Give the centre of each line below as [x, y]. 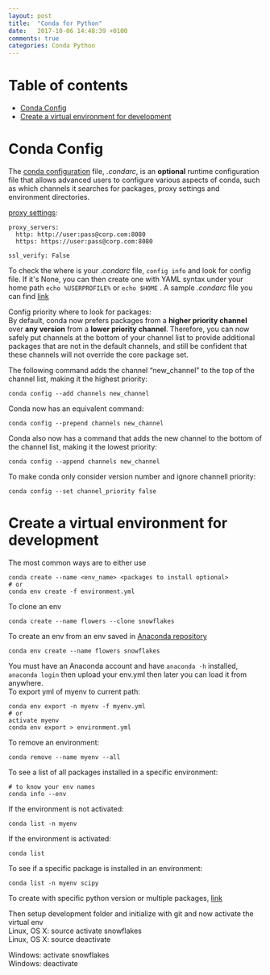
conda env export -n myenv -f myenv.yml [77, 706]
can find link [29, 296]
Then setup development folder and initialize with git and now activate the [131, 913]
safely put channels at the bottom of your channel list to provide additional [132, 338]
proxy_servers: [34, 227]
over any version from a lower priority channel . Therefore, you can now [129, 329]
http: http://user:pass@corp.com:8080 [81, 234]
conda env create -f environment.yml [72, 591]
